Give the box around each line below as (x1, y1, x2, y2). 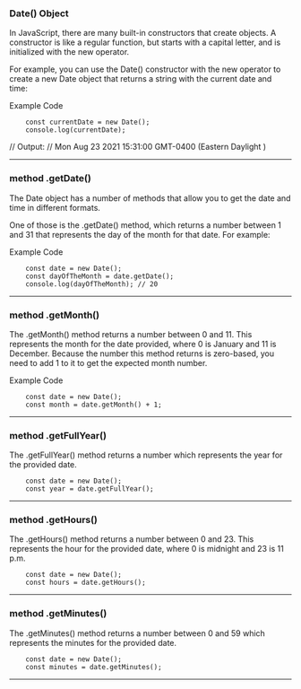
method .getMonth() (9, 309, 100, 321)
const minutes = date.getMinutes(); (25, 662, 163, 671)
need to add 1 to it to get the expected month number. (9, 357, 208, 368)
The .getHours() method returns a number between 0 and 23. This (9, 534, 254, 545)
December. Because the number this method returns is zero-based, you (9, 348, 275, 359)
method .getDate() (9, 172, 91, 185)
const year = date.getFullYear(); (25, 484, 154, 493)
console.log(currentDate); (25, 126, 126, 135)
